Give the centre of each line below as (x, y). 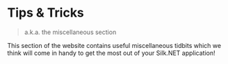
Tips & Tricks (46, 13)
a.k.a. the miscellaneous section (70, 32)
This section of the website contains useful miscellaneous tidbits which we (114, 45)
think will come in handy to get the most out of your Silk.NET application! (111, 53)
